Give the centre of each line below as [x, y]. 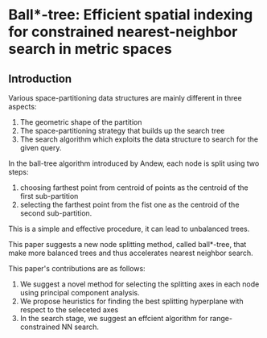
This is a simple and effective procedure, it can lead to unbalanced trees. [129, 229]
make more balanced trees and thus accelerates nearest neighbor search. [131, 253]
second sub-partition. [56, 213]
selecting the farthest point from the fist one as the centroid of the [129, 204]
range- [221, 318]
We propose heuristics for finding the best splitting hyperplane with [131, 301]
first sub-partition [49, 196]
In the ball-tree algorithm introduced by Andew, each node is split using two [134, 163]
